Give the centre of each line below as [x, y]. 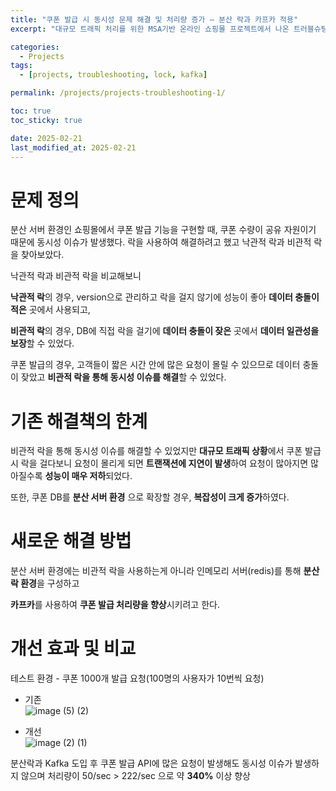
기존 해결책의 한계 [79, 421]
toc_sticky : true [46, 120]
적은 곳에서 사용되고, [50, 310]
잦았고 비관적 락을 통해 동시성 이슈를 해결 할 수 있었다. [123, 377]
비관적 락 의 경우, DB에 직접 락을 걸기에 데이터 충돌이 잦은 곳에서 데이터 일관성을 [165, 331]
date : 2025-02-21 [46, 138]
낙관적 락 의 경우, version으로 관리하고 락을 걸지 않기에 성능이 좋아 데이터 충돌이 [165, 297]
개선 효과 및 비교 [73, 648]
